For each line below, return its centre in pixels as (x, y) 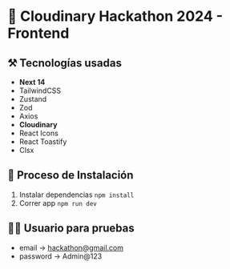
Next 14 (32, 82)
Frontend (38, 33)
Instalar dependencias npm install (77, 195)
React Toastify (43, 142)
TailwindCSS (40, 90)
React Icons (39, 133)
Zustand (33, 99)
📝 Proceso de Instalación (71, 175)
